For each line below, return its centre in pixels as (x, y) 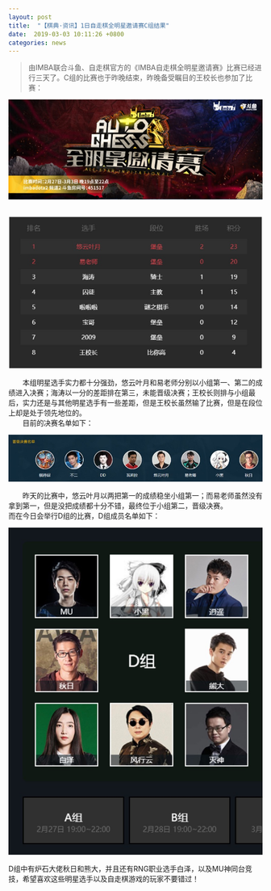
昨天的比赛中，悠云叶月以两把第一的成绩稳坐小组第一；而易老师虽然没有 (143, 496)
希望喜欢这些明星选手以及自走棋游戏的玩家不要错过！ (110, 879)
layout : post (30, 17)
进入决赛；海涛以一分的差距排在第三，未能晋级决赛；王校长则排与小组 (131, 393)
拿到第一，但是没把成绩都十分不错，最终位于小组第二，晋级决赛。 (118, 506)
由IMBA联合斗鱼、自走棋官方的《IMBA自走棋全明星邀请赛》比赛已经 (142, 68)
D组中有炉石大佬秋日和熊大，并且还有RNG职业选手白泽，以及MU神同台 (127, 869)
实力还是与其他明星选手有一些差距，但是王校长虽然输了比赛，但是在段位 (142, 402)
